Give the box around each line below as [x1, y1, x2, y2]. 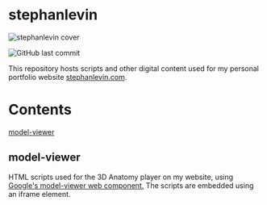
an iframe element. [8, 189, 71, 199]
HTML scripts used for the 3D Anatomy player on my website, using [8, 172, 234, 182]
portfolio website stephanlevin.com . [8, 72, 127, 82]
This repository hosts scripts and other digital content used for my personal [8, 63, 260, 73]
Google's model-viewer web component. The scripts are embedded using [8, 180, 254, 190]
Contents [8, 101, 73, 119]
